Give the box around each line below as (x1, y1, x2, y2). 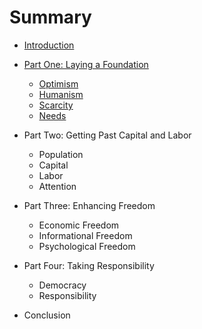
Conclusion (23, 309, 71, 321)
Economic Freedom (38, 219, 120, 231)
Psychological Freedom (38, 240, 136, 252)
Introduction (23, 39, 75, 51)
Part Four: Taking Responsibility (23, 259, 155, 271)
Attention (38, 180, 77, 192)
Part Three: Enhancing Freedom (23, 199, 156, 211)
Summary (9, 6, 92, 29)
